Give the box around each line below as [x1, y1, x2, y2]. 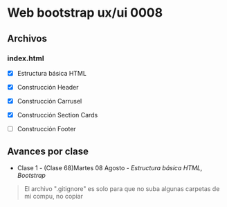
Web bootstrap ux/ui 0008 [7, 5, 163, 21]
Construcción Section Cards [17, 111, 98, 119]
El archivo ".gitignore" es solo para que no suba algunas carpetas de [24, 185, 220, 192]
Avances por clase [7, 145, 89, 157]
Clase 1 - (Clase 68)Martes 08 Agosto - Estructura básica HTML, [17, 164, 203, 172]
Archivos [7, 33, 47, 44]
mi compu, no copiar [24, 192, 83, 200]
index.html [7, 53, 44, 63]
